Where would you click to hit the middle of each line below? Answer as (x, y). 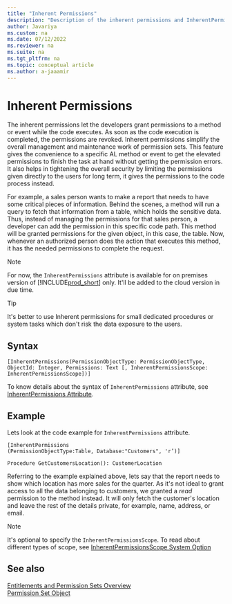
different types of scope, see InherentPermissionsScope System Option (109, 547)
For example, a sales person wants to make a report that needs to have (108, 197)
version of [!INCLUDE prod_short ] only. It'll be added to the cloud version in (114, 283)
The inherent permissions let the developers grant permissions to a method (114, 125)
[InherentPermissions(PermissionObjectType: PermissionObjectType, (106, 362)
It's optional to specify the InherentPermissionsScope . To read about (104, 540)
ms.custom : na (28, 33)
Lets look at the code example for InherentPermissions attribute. (99, 432)
